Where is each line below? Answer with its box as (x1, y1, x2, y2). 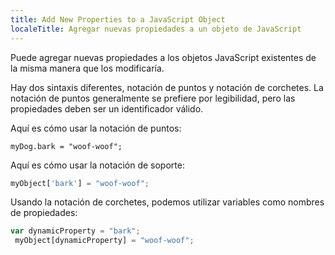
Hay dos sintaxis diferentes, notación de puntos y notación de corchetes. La (10, 81, 324, 93)
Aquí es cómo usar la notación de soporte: (10, 159, 185, 171)
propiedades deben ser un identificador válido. (10, 102, 204, 115)
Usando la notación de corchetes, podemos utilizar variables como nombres (10, 196, 325, 208)
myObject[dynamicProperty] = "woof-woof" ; (14, 236, 195, 246)
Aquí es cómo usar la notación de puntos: (10, 122, 182, 134)
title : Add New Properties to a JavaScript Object (10, 14, 226, 25)
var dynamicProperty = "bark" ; (10, 226, 141, 236)
